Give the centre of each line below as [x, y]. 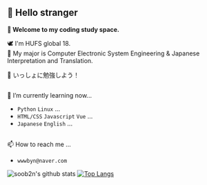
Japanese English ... [45, 124]
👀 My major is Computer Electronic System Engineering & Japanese [103, 53]
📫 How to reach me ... [39, 144]
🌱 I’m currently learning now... [49, 96]
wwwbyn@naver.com [42, 161]
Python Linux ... [39, 109]
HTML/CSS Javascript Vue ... [55, 116]
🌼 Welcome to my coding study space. [63, 29]
